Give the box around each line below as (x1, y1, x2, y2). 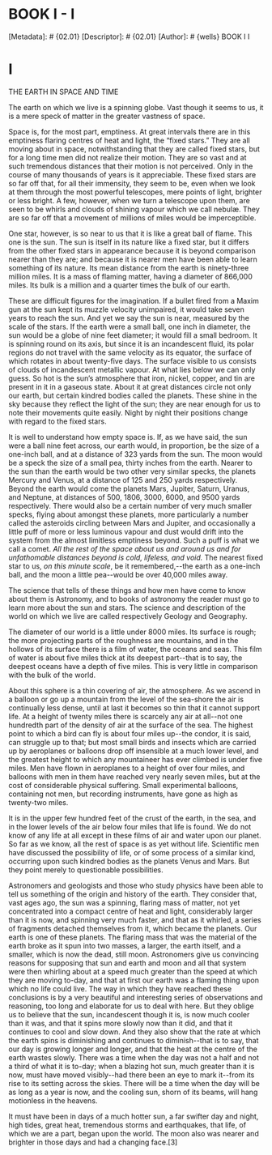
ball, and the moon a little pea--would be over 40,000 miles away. (8, 569, 228, 579)
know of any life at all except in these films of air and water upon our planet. (8, 830, 261, 840)
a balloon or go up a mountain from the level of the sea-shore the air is (8, 694, 244, 704)
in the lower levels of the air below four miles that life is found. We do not (8, 821, 252, 831)
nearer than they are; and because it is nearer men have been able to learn (8, 254, 257, 264)
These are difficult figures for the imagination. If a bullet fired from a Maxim (8, 296, 259, 305)
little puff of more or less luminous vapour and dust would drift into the (8, 526, 244, 536)
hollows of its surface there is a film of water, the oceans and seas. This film (8, 644, 262, 654)
